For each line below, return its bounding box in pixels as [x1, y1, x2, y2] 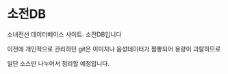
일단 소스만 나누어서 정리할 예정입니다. [7, 59, 110, 67]
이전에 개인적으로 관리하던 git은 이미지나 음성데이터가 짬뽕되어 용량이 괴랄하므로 [7, 45, 221, 53]
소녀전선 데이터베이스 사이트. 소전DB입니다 [7, 30, 122, 38]
